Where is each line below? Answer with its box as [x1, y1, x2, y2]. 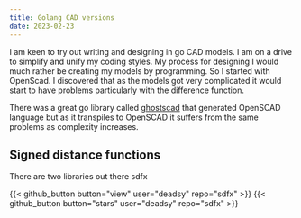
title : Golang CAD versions [9, 13, 115, 23]
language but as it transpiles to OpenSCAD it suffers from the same [9, 112, 259, 123]
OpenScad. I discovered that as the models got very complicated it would [9, 75, 282, 86]
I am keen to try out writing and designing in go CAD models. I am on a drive [9, 46, 293, 57]
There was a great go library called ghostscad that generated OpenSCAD [9, 102, 281, 113]
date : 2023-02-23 [9, 22, 75, 31]
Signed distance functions [9, 147, 161, 162]
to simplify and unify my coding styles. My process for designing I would [9, 56, 279, 67]
